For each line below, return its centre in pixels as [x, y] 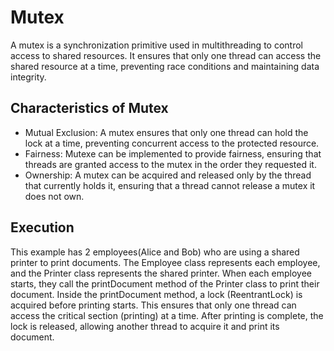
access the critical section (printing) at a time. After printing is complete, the [167, 315]
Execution [42, 227]
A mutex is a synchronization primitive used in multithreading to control [156, 45]
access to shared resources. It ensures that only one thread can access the [166, 55]
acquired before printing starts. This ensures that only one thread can [153, 305]
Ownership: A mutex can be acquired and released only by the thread [168, 175]
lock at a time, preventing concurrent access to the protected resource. [172, 143]
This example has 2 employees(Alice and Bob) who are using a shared [155, 252]
